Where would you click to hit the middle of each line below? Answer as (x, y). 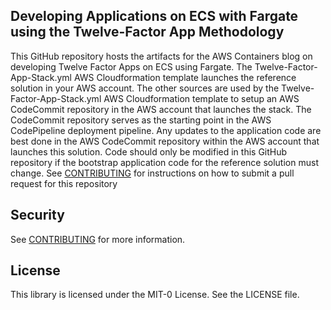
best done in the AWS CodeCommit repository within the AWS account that (165, 141)
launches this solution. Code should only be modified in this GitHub (149, 151)
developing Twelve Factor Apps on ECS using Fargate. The (131, 66)
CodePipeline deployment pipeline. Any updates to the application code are (166, 130)
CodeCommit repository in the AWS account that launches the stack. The (161, 109)
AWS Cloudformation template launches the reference (185, 77)
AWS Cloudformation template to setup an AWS (201, 98)
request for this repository (64, 183)
